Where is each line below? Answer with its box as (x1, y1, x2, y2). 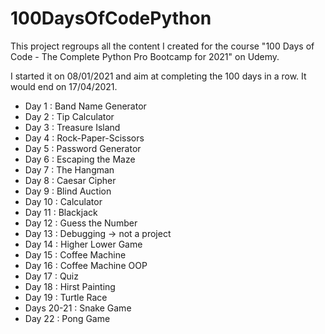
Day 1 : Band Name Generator (24, 100, 147, 112)
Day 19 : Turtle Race (24, 291, 108, 303)
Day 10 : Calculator (24, 195, 103, 207)
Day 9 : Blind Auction (24, 185, 112, 197)
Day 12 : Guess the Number (24, 217, 138, 229)
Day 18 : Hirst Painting (24, 280, 116, 292)
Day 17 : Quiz (24, 270, 79, 282)
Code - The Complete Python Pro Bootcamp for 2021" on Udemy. (10, 50, 280, 62)
